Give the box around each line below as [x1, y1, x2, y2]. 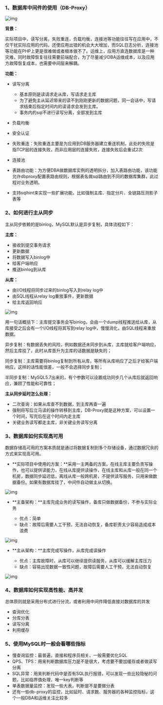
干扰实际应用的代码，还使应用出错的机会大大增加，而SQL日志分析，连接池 [9, 42, 159, 48]
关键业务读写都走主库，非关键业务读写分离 [12, 419, 98, 425]
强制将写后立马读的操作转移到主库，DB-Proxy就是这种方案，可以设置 [12, 407, 151, 413]
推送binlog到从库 [12, 266, 46, 272]
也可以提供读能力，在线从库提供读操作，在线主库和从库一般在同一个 [20, 467, 157, 473]
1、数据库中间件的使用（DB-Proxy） [5, 4, 91, 11]
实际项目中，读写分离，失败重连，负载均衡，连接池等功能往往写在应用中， [5, 36, 154, 42]
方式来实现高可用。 [5, 451, 44, 456]
